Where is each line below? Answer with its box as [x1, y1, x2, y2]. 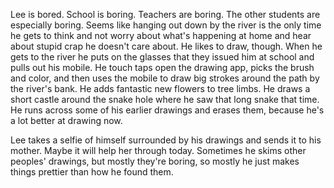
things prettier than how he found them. [10, 166, 174, 178]
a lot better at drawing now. [10, 115, 123, 126]
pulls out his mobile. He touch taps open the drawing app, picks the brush [10, 62, 315, 73]
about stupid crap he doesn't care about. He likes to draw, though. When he [10, 40, 323, 52]
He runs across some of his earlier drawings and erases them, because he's [10, 104, 325, 116]
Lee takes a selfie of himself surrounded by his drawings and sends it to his [10, 134, 322, 146]
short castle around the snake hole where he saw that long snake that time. [10, 94, 320, 105]
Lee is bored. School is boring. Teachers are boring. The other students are [10, 9, 321, 20]
